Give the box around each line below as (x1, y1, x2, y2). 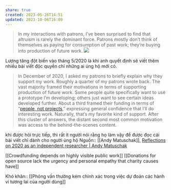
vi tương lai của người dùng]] (5, 179, 66, 185)
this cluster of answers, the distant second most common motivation (17, 116, 163, 123)
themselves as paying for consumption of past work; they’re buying (17, 42, 160, 48)
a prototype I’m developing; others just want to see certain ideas (17, 95, 154, 101)
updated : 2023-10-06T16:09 (5, 17, 63, 22)
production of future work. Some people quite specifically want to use (17, 89, 166, 96)
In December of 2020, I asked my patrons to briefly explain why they (17, 73, 163, 79)
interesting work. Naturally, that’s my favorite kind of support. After (17, 111, 159, 117)
